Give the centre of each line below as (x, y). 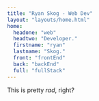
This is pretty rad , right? (41, 90)
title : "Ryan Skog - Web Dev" (50, 13)
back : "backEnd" (36, 64)
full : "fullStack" (40, 70)
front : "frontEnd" (40, 58)
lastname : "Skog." (40, 52)
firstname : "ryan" (40, 45)
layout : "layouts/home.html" (48, 20)
